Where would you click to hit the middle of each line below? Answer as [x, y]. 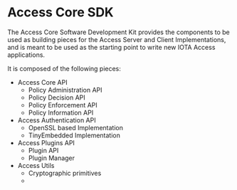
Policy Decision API [57, 97]
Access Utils [36, 165]
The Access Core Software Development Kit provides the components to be [118, 32]
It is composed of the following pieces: [64, 68]
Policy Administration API [65, 90]
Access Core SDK [60, 12]
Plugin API [43, 150]
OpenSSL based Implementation [75, 127]
